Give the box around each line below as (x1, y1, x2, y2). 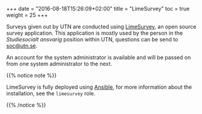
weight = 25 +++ (6, 11, 48, 19)
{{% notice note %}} (6, 72, 57, 79)
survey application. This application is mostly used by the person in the (6, 29, 183, 37)
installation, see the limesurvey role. (6, 90, 95, 97)
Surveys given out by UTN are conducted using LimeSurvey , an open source (6, 23, 197, 30)
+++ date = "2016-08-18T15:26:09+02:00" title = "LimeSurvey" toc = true (6, 5, 190, 12)
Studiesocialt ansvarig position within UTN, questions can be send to (6, 36, 178, 43)
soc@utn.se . (6, 42, 38, 49)
